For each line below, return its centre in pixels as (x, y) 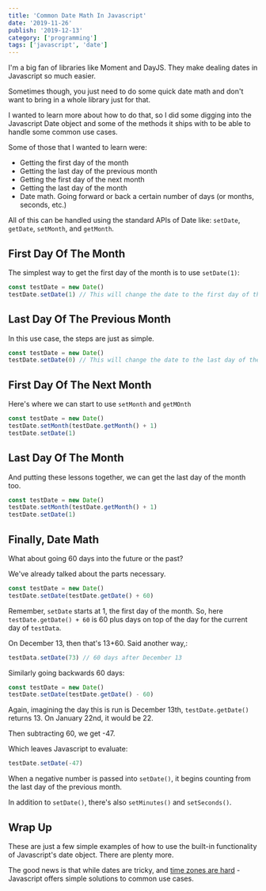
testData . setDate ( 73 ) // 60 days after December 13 (95, 658)
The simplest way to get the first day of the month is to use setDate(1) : (124, 272)
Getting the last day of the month (74, 188)
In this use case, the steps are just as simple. (81, 338)
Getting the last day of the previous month (88, 171)
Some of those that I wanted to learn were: (78, 147)
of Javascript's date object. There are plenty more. (91, 855)
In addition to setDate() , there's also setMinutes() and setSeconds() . (120, 802)
